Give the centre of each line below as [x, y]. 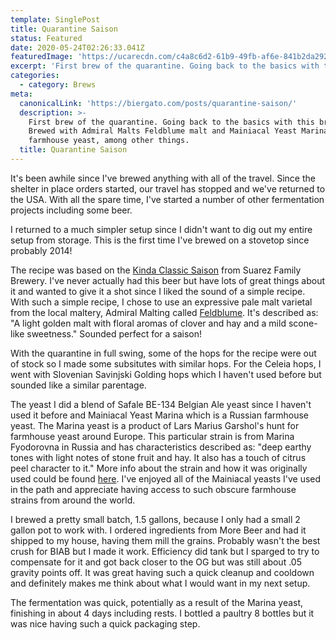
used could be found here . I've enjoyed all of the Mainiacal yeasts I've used [166, 478]
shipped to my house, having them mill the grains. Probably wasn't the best [165, 540]
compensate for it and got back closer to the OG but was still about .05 [156, 562]
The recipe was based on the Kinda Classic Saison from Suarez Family [156, 270]
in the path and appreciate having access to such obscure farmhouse [153, 489]
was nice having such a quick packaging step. [105, 623]
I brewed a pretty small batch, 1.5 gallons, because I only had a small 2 [155, 519]
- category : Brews [58, 85]
